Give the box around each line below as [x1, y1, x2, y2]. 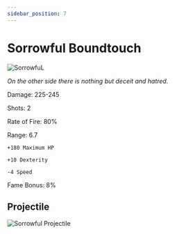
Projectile [7, 201, 50, 212]
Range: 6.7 [7, 130, 38, 139]
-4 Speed [7, 169, 33, 175]
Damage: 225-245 [7, 90, 60, 98]
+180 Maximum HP [7, 144, 54, 151]
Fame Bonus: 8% [7, 180, 57, 189]
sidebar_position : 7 [7, 10, 67, 17]
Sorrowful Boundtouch [7, 40, 142, 56]
